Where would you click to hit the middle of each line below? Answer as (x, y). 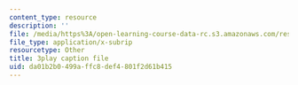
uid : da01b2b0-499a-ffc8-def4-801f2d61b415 (91, 67)
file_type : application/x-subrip (71, 42)
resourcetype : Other (47, 50)
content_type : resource (53, 17)
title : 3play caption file (59, 58)
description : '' (39, 26)
